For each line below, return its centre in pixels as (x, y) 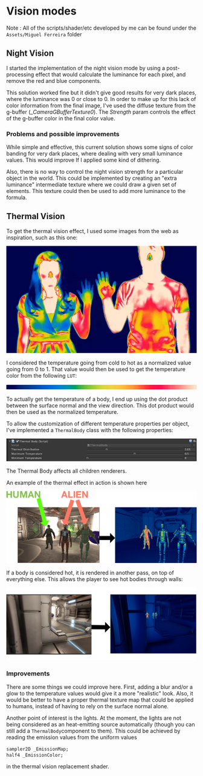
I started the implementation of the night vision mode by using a (86, 68)
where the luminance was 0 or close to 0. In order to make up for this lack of (101, 99)
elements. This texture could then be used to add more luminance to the (96, 191)
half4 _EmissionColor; (35, 755)
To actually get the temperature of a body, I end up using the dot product (97, 399)
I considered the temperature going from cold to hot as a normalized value (99, 363)
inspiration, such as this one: (42, 237)
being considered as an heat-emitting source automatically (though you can (101, 724)
